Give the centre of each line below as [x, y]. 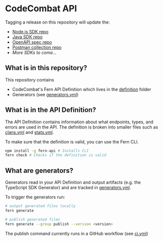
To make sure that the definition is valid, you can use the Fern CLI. [72, 142]
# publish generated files [33, 219]
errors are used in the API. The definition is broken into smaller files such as [82, 127]
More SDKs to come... [34, 53]
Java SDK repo [27, 37]
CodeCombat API [41, 9]
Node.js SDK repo [30, 31]
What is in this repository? [46, 68]
